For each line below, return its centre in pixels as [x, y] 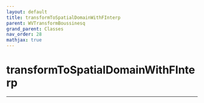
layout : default [27, 12]
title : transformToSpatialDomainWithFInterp [63, 18]
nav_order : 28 [24, 35]
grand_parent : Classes [35, 29]
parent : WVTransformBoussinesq [46, 23]
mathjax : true [24, 40]
